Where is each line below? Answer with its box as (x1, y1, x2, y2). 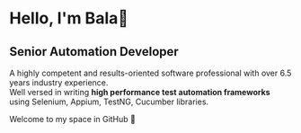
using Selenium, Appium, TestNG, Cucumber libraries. (9, 96, 209, 107)
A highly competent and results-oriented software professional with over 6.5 (9, 67, 292, 78)
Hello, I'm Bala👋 (9, 8, 128, 29)
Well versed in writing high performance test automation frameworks (9, 87, 271, 97)
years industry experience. (9, 77, 109, 88)
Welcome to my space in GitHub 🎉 (9, 114, 137, 124)
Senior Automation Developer (9, 44, 180, 59)
